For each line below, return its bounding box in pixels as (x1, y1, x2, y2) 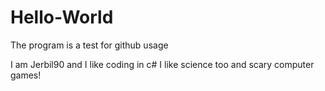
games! (10, 69, 42, 81)
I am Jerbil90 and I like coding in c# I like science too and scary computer (10, 58, 315, 70)
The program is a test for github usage (10, 39, 169, 51)
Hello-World (10, 6, 114, 29)
